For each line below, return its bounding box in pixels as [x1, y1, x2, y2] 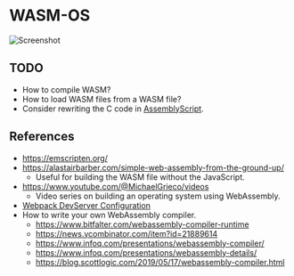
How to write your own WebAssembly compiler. [21, 209, 197, 220]
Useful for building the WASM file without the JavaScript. [35, 171, 245, 183]
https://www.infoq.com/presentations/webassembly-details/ [35, 247, 257, 258]
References [9, 129, 75, 144]
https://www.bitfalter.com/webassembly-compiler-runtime [35, 219, 249, 230]
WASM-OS [9, 5, 91, 26]
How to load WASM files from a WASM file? [21, 93, 182, 104]
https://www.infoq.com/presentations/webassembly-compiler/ [35, 238, 265, 248]
